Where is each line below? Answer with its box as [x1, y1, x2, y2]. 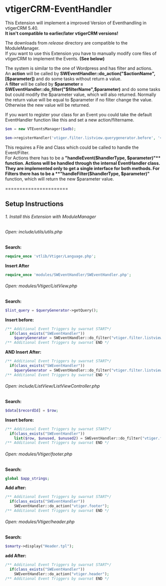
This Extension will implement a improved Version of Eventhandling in [5, 20, 147, 26]
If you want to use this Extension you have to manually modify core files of [5, 50, 157, 56]
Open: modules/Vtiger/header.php [5, 519, 75, 525]
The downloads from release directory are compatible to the [5, 40, 128, 45]
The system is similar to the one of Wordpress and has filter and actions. [5, 65, 153, 71]
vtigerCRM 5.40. [5, 25, 39, 31]
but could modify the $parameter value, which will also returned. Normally [5, 91, 157, 97]
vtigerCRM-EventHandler [5, 3, 112, 15]
